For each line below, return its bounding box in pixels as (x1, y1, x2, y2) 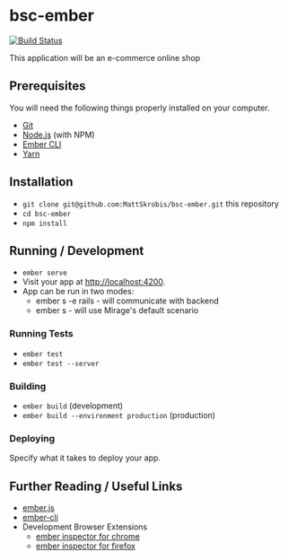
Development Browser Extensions (22, 521, 148, 532)
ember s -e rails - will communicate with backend (35, 295, 219, 306)
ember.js (22, 503, 56, 513)
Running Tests (9, 328, 74, 340)
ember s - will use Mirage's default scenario (35, 305, 199, 316)
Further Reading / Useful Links (9, 478, 183, 494)
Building (9, 380, 47, 392)
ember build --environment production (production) (22, 409, 216, 420)
